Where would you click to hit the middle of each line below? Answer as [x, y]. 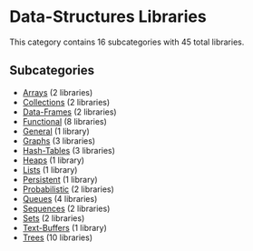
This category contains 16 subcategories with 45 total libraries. [127, 42]
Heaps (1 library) [53, 160]
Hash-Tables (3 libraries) [69, 150]
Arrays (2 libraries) [58, 92]
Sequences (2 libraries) [66, 208]
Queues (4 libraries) [60, 198]
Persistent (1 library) [60, 179]
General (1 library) [56, 131]
